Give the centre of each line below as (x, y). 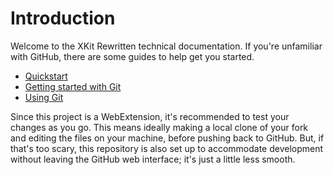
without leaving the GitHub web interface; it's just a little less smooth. (153, 159)
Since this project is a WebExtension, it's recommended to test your (150, 116)
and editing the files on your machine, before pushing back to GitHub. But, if (167, 138)
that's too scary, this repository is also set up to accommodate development (167, 148)
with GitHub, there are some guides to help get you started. (132, 56)
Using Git (44, 97)
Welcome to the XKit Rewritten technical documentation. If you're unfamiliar (166, 46)
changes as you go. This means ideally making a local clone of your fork (159, 127)
